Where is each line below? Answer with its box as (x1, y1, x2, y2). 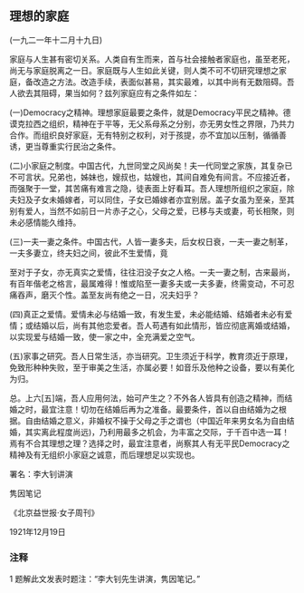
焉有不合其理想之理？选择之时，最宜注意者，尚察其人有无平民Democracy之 (9, 438, 290, 449)
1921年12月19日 (9, 526, 66, 537)
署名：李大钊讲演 (9, 468, 73, 479)
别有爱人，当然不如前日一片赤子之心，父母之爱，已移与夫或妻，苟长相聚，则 (9, 205, 295, 216)
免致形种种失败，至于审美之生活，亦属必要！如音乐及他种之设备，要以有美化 (9, 362, 295, 373)
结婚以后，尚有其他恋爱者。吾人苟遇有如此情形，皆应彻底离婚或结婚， (33, 320, 295, 331)
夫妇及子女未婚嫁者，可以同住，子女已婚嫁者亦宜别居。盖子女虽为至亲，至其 (9, 194, 295, 205)
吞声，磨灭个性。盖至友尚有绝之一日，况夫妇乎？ (16, 289, 200, 300)
